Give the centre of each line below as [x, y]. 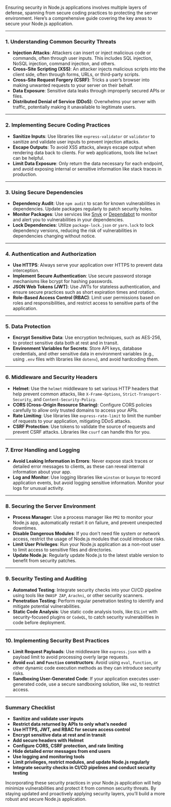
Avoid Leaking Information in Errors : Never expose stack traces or [83, 461]
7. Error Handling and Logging [43, 450]
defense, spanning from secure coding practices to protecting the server [82, 13]
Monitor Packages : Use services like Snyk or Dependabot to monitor [85, 214]
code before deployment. [39, 622]
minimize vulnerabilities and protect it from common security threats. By [81, 788]
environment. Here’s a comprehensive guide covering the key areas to [79, 18]
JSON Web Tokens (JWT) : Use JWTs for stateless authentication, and [86, 287]
